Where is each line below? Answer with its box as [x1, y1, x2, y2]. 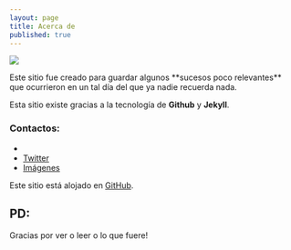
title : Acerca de [9, 22, 76, 31]
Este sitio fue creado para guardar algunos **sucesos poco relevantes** [9, 72, 282, 83]
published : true [9, 30, 71, 39]
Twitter [22, 152, 50, 164]
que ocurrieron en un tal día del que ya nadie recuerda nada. [9, 82, 237, 93]
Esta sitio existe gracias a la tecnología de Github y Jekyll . [9, 99, 230, 110]
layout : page [9, 13, 59, 23]
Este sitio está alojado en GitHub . [9, 179, 134, 191]
